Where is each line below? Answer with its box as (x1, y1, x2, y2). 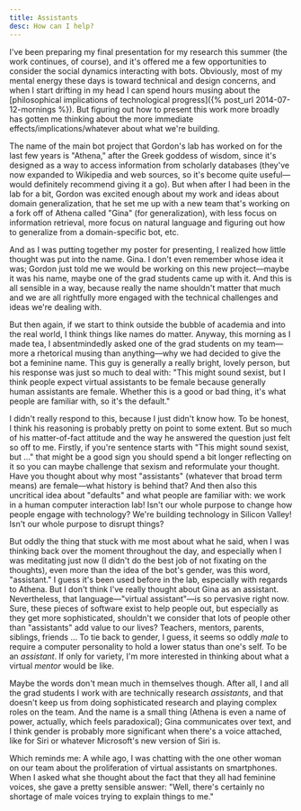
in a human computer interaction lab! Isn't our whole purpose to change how (9, 499, 293, 510)
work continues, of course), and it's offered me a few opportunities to (9, 56, 267, 67)
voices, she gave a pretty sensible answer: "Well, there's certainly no (9, 781, 265, 792)
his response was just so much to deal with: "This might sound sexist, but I (9, 367, 286, 378)
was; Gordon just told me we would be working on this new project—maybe (9, 263, 289, 274)
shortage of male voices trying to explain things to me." (9, 790, 214, 802)
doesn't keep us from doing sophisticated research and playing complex (9, 697, 278, 707)
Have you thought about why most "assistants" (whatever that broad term (9, 470, 283, 481)
